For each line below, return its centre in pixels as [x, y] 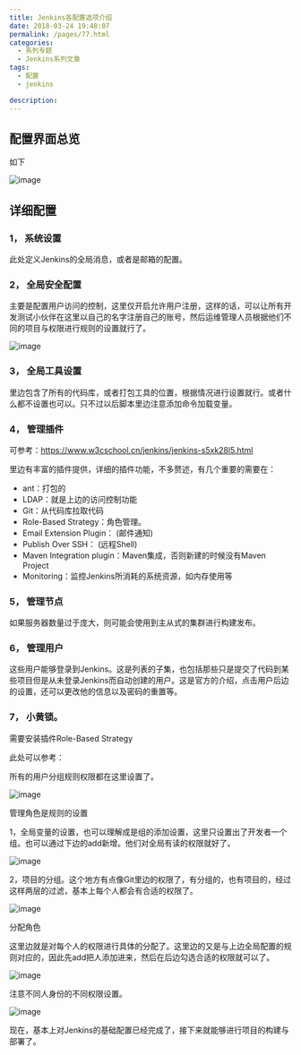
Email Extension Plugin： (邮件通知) [88, 533]
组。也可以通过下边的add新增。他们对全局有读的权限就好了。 [122, 843]
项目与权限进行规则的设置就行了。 [87, 329]
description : [34, 100]
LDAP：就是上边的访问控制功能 [79, 499]
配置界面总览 [45, 138]
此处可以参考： [37, 757]
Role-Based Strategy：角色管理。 [84, 521]
